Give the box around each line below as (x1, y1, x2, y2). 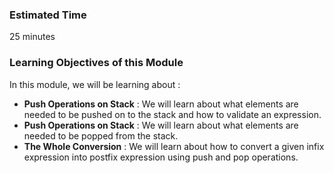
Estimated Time (9, 8, 87, 22)
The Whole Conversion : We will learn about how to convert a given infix (23, 140, 325, 152)
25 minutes (9, 31, 56, 43)
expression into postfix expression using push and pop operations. (23, 151, 299, 163)
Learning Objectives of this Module (9, 56, 184, 70)
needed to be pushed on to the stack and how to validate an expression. (23, 108, 322, 120)
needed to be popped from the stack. (23, 129, 179, 142)
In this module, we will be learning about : (9, 78, 181, 90)
